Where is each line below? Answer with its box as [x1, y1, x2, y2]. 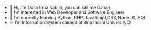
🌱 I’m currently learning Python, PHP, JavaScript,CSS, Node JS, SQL [9, 15, 147, 20]
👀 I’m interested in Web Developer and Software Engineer [9, 10, 125, 15]
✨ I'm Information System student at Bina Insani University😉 [9, 20, 131, 25]
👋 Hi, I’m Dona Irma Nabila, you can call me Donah [9, 5, 110, 10]
